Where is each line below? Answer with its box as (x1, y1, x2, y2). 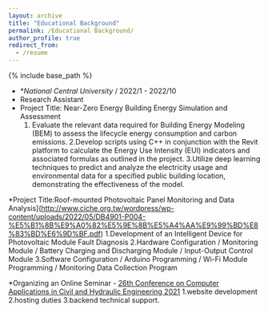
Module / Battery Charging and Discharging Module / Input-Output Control (8, 246, 254, 256)
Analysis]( (8, 204, 42, 212)
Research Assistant (19, 95, 84, 104)
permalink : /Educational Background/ (8, 26, 134, 34)
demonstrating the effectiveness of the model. (31, 180, 185, 188)
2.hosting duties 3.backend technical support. (8, 295, 160, 304)
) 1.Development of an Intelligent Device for (100, 229, 243, 238)
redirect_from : (8, 42, 59, 50)
